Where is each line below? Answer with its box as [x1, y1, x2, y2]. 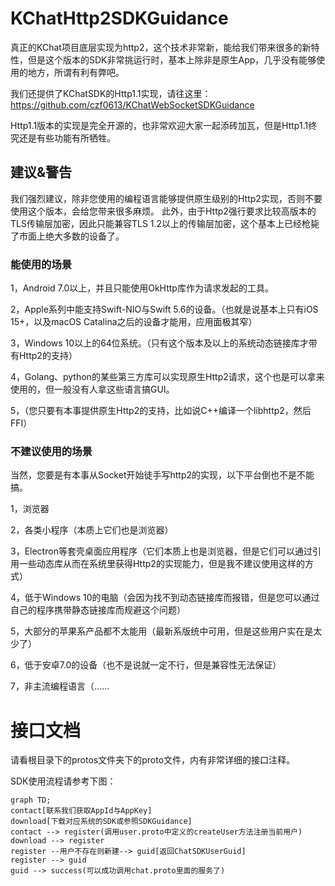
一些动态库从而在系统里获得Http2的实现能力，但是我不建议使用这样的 [18, 558, 305, 570]
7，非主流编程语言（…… [10, 680, 110, 692]
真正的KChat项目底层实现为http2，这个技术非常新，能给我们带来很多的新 [10, 41, 312, 53]
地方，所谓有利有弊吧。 [27, 66, 125, 78]
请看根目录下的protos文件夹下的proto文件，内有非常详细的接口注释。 [10, 754, 296, 766]
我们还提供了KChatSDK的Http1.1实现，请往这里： [10, 87, 212, 99]
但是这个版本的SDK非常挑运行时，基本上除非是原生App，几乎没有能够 [27, 53, 317, 66]
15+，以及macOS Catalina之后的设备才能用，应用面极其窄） [10, 316, 258, 328]
